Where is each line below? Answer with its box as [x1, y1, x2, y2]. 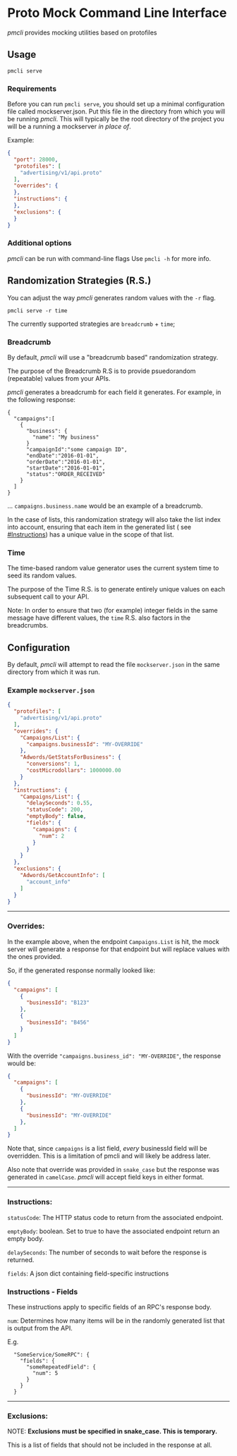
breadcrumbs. [7, 621, 49, 630]
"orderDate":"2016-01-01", [25, 458, 106, 465]
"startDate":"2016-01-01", [25, 464, 106, 472]
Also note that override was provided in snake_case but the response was [7, 1166, 220, 1174]
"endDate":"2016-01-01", [25, 452, 99, 459]
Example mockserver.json [7, 685, 95, 695]
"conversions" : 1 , [25, 760, 80, 768]
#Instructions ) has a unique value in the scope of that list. [7, 530, 174, 539]
